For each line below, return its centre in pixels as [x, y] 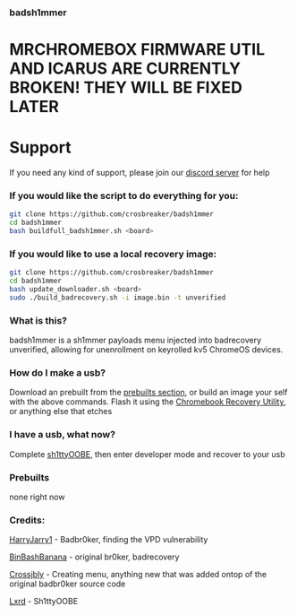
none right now [37, 497]
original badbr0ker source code [68, 584]
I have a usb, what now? [63, 435]
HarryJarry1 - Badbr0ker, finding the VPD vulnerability [109, 540]
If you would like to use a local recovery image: [113, 254]
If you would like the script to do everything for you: [124, 195]
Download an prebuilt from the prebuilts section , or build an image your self [148, 393]
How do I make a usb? [57, 372]
